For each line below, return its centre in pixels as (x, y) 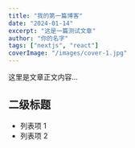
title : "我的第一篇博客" (45, 16)
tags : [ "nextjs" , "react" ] (53, 46)
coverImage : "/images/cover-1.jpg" (68, 53)
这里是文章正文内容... (43, 77)
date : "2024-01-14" (41, 23)
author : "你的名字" (39, 38)
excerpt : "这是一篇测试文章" (52, 31)
